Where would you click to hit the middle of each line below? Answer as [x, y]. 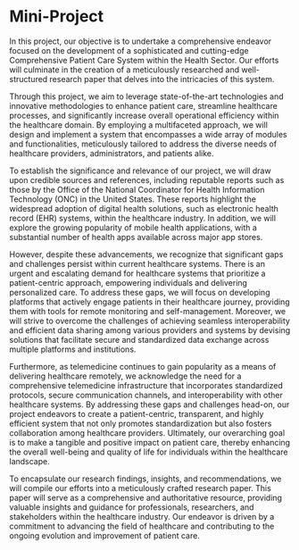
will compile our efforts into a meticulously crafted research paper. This [141, 487]
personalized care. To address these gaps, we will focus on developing [140, 292]
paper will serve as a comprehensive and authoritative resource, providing [146, 497]
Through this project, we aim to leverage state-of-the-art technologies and [146, 96]
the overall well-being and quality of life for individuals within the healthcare [149, 452]
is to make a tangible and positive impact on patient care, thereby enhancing [150, 442]
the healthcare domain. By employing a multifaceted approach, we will [138, 125]
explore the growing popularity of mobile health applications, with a [133, 227]
